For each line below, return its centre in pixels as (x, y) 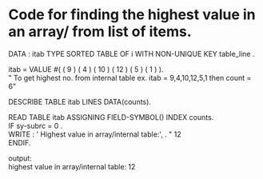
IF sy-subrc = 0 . (36, 125)
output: (20, 158)
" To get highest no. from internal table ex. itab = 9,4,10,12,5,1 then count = (130, 78)
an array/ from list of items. (100, 32)
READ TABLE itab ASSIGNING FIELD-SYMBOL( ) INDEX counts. (111, 117)
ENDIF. (20, 142)
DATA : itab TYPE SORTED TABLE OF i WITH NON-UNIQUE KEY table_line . (131, 54)
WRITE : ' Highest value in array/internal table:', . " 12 (95, 134)
